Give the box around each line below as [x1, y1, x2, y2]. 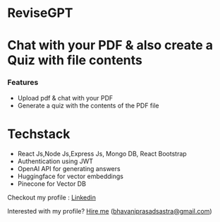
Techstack [7, 126, 71, 142]
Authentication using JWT [17, 157, 94, 165]
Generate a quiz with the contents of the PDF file [17, 101, 159, 110]
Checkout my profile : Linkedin [7, 193, 97, 201]
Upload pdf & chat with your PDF [17, 93, 114, 102]
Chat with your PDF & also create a [7, 37, 214, 54]
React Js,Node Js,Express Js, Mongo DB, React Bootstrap [17, 149, 187, 158]
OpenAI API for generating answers [17, 164, 121, 173]
